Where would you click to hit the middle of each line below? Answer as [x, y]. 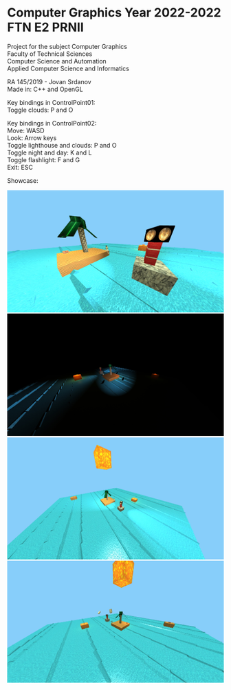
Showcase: [23, 180]
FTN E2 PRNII [45, 27]
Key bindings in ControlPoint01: [51, 102]
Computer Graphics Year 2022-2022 [114, 13]
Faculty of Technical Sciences [50, 54]
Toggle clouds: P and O [40, 110]
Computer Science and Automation [57, 61]
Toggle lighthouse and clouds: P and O [62, 145]
